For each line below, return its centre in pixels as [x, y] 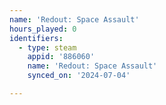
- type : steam [47, 47]
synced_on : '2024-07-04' [79, 76]
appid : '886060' [61, 57]
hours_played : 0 [43, 29]
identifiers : [36, 38]
